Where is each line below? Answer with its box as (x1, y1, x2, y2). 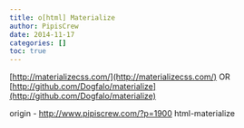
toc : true (9, 47, 47, 56)
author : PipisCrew (9, 22, 79, 31)
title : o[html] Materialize (9, 13, 116, 23)
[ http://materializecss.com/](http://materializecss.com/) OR (9, 71, 231, 82)
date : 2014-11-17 (9, 30, 75, 39)
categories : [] (9, 38, 67, 48)
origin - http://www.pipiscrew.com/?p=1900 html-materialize (9, 108, 236, 119)
